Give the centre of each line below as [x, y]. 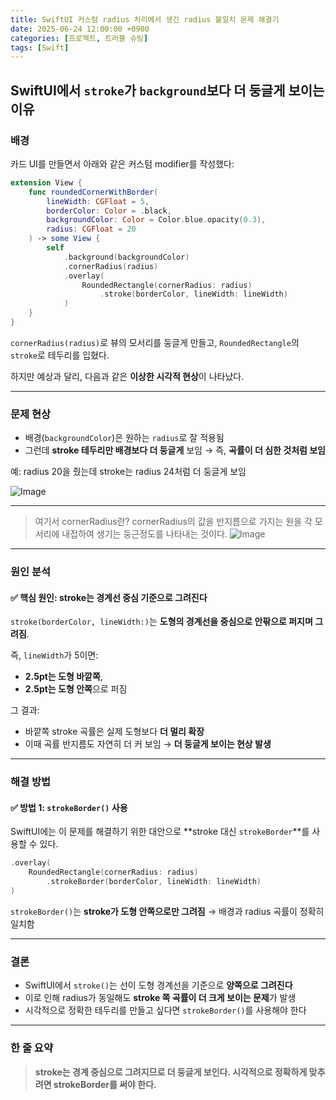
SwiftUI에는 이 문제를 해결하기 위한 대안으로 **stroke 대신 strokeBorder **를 [160, 832]
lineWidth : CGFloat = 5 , [98, 201]
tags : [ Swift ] [40, 47]
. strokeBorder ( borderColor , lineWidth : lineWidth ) [154, 882]
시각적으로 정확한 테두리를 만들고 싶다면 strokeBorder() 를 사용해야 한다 [165, 1010]
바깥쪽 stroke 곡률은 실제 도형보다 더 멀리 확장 [114, 732]
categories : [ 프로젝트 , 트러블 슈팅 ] [79, 38]
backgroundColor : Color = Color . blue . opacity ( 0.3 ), [156, 220]
